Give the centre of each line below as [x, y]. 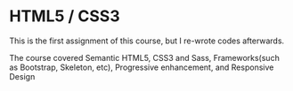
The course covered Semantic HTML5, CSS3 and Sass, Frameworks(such [145, 57]
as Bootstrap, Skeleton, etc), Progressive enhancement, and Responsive [142, 67]
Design [22, 76]
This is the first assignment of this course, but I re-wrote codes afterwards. [147, 41]
